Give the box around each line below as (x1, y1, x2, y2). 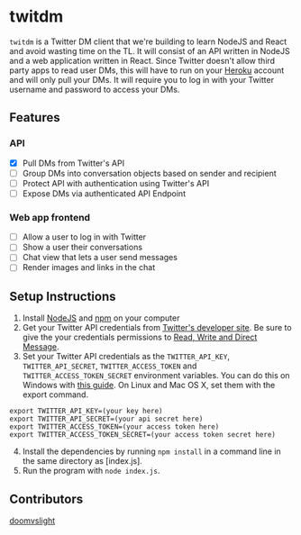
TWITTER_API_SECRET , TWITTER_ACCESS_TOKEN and (22, 360, 197, 371)
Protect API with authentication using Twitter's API (22, 177, 210, 188)
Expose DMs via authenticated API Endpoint (22, 187, 187, 199)
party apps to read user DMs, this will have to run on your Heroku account (9, 65, 285, 76)
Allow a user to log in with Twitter (22, 231, 147, 242)
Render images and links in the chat (22, 262, 156, 273)
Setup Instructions (9, 288, 116, 304)
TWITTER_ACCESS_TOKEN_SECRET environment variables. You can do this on (22, 370, 290, 381)
